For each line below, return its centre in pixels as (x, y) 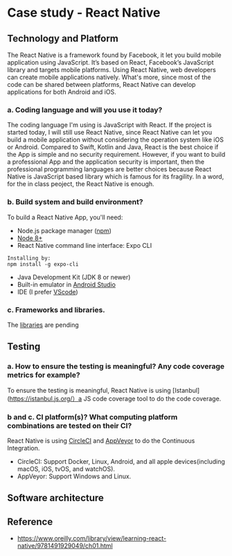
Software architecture (55, 498)
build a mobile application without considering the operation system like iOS (115, 140)
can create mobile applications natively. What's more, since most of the (109, 77)
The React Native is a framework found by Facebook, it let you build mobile (114, 55)
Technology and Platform (63, 39)
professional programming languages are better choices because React (109, 169)
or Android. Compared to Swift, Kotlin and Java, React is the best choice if (113, 147)
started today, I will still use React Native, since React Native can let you (110, 133)
